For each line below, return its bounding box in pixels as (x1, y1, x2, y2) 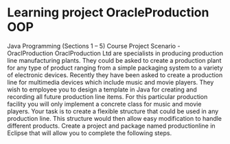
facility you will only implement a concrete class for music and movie (7, 100, 202, 108)
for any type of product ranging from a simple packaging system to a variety (7, 63, 223, 72)
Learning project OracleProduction (7, 5, 209, 20)
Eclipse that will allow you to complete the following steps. (7, 128, 172, 137)
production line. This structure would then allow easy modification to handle (7, 114, 222, 122)
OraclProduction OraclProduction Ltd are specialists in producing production (7, 49, 224, 57)
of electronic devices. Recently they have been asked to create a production (7, 70, 223, 79)
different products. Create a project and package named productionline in (7, 121, 216, 130)
